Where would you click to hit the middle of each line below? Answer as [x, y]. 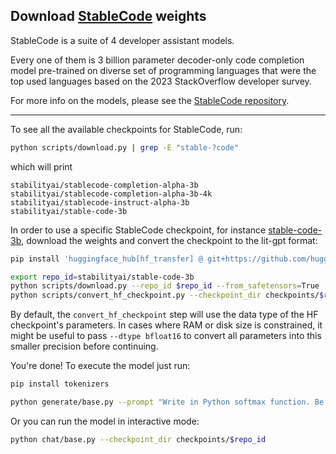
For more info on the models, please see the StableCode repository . [150, 100]
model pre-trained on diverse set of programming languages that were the [163, 70]
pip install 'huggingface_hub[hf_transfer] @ [106, 259]
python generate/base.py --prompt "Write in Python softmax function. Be [167, 402]
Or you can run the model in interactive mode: [105, 421]
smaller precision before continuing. [84, 346]
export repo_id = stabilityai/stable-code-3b [102, 277]
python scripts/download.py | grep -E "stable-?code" [125, 147]
